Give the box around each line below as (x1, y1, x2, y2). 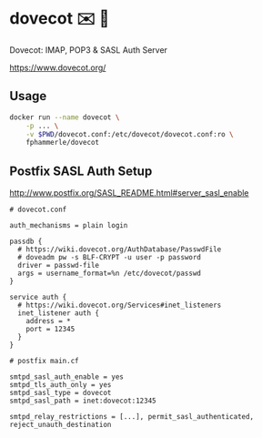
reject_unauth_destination (9, 421, 112, 430)
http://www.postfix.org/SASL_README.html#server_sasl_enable (9, 188, 249, 199)
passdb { (9, 237, 43, 247)
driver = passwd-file (17, 261, 100, 270)
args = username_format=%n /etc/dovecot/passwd (17, 269, 202, 279)
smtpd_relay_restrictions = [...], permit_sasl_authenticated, (9, 413, 255, 422)
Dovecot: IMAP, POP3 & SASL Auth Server (9, 44, 168, 56)
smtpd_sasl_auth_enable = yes (9, 372, 125, 382)
